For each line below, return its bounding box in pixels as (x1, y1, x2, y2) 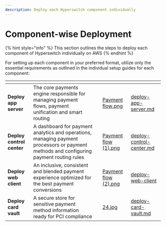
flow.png (102, 102, 123, 109)
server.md (130, 106, 155, 113)
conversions (33, 186, 62, 193)
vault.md (130, 210, 151, 217)
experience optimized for (33, 174, 91, 181)
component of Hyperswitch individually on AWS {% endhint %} (5, 50, 133, 56)
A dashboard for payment (33, 123, 93, 130)
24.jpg (102, 203, 118, 210)
